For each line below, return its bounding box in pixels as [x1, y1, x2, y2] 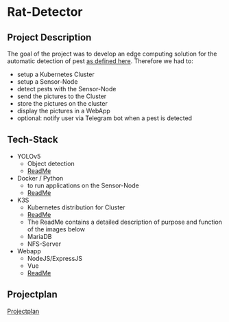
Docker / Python [16, 174, 64, 182]
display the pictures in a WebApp [16, 107, 111, 115]
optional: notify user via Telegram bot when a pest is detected [16, 114, 193, 122]
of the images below [27, 225, 86, 233]
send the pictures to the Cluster [16, 92, 107, 100]
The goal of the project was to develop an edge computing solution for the [7, 49, 217, 58]
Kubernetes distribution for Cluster [27, 203, 125, 211]
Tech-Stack [7, 134, 58, 146]
